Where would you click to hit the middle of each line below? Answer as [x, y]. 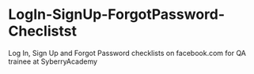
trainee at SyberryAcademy [53, 61]
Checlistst [43, 31]
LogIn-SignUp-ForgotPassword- [117, 15]
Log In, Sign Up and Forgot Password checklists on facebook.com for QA [127, 53]
